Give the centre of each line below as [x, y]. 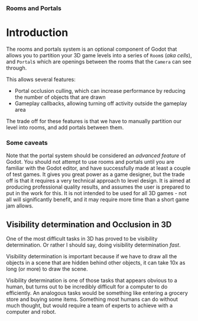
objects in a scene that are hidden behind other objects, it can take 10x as [96, 262]
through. [17, 68]
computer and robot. [31, 312]
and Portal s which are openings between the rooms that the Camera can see [99, 61]
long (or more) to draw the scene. [47, 269]
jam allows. [20, 206]
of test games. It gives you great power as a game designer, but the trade [95, 174]
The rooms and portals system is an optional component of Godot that [92, 49]
